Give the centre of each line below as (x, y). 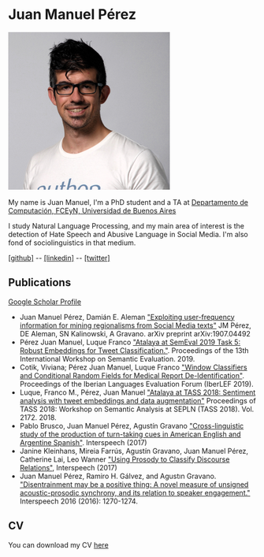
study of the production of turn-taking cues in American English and (130, 434)
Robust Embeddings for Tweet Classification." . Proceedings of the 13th (134, 350)
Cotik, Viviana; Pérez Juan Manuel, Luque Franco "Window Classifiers (133, 367)
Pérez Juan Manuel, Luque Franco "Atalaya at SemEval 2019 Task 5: (130, 342)
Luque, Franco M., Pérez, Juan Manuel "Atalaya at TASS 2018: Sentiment (138, 392)
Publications (40, 282)
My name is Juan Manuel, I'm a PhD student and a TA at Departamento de (128, 202)
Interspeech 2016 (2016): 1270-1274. (78, 501)
